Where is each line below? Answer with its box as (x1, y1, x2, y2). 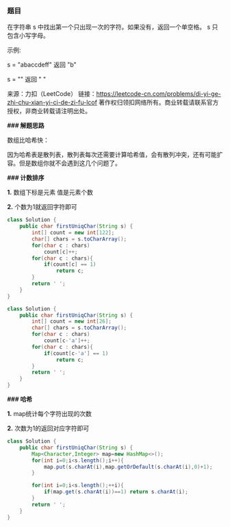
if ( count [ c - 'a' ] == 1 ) (43, 350, 109, 357)
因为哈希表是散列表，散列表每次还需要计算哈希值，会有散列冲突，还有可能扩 (7, 151, 223, 159)
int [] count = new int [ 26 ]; (31, 318, 112, 325)
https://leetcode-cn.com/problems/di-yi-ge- (96, 90, 221, 98)
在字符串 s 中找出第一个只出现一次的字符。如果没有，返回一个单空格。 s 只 (7, 23, 218, 32)
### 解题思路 (7, 121, 44, 130)
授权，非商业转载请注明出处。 (7, 107, 91, 115)
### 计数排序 (7, 173, 44, 182)
